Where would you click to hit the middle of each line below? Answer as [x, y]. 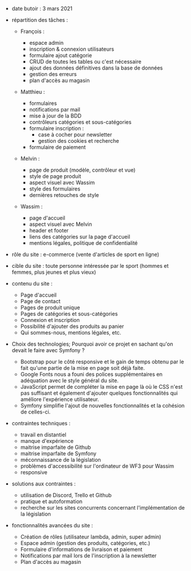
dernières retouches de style [64, 195]
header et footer [49, 230]
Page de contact [40, 301]
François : [32, 31]
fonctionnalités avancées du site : [52, 525]
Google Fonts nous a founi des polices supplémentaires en [91, 374]
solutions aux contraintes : [43, 484]
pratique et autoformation [51, 501]
